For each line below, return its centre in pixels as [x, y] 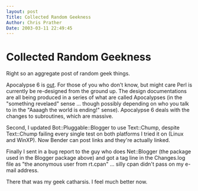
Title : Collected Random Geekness [49, 17]
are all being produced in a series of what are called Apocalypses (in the [94, 97]
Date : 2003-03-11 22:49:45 [39, 28]
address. [28, 170]
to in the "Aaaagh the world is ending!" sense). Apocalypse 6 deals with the [98, 110]
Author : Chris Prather [34, 22]
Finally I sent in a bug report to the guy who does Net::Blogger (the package [99, 152]
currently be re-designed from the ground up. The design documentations [97, 91]
